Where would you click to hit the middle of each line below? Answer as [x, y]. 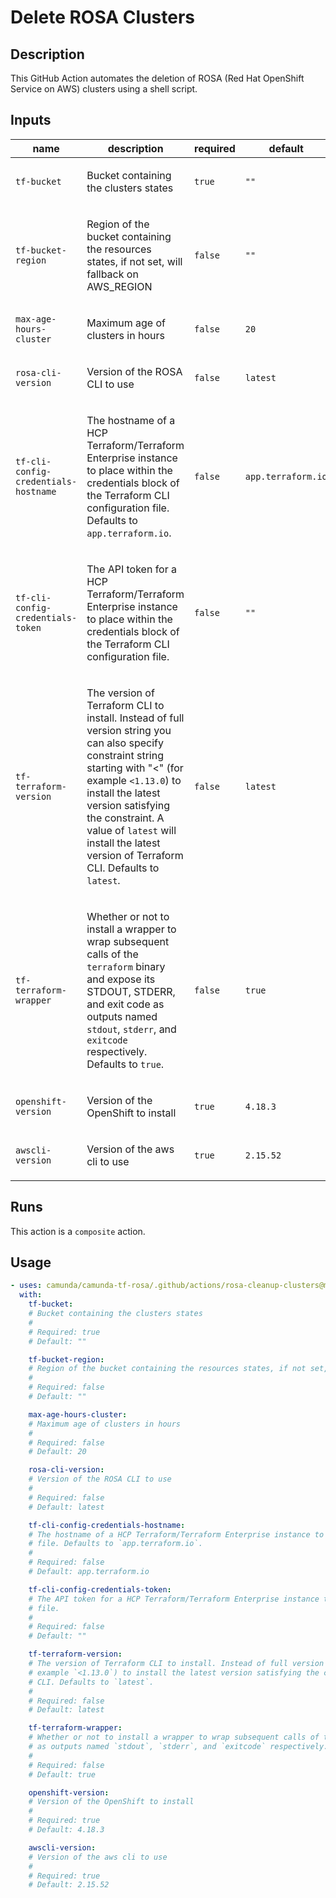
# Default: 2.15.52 [69, 1885]
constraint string [125, 755]
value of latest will [131, 830]
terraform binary [126, 966]
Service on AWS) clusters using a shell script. [104, 89]
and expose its [121, 979]
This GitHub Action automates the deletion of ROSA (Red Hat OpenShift [157, 78]
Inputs [31, 120]
